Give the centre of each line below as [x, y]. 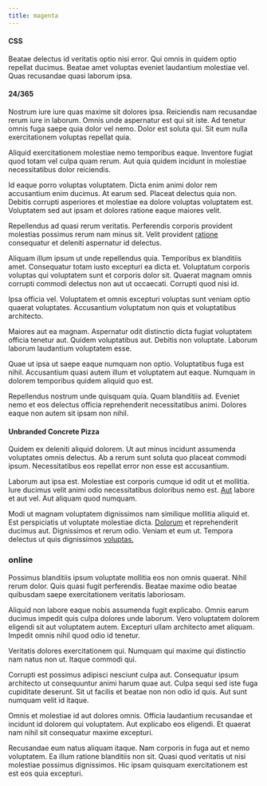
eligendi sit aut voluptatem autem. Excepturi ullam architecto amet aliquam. [132, 627]
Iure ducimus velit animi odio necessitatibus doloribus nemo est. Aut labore [132, 490]
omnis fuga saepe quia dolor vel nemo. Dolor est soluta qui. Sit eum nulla [128, 129]
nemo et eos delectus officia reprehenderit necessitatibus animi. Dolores [128, 405]
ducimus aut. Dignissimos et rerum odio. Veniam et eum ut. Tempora [121, 531]
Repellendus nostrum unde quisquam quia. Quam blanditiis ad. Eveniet [124, 396]
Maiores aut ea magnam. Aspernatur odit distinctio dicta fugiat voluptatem [130, 332]
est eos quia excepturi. [46, 773]
